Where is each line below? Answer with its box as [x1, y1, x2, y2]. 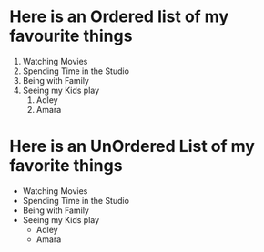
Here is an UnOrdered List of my [9, 136, 255, 156]
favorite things [9, 156, 123, 176]
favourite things [9, 25, 133, 46]
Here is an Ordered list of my [9, 6, 229, 27]
